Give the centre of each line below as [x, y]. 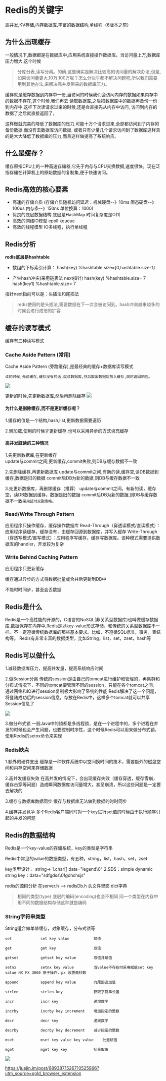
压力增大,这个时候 [23, 61]
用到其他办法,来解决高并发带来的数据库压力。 [63, 84]
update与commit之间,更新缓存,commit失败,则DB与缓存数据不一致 [71, 461]
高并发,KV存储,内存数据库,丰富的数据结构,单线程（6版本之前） [68, 25]
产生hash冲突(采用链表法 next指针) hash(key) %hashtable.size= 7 [79, 278]
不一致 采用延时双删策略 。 [33, 501]
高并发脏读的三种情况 [27, 443]
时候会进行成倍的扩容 [39, 311]
